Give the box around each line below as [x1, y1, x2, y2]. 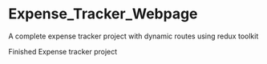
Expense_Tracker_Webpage [8, 5, 198, 23]
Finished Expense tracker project [8, 46, 118, 56]
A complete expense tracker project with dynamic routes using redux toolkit [8, 31, 259, 41]
